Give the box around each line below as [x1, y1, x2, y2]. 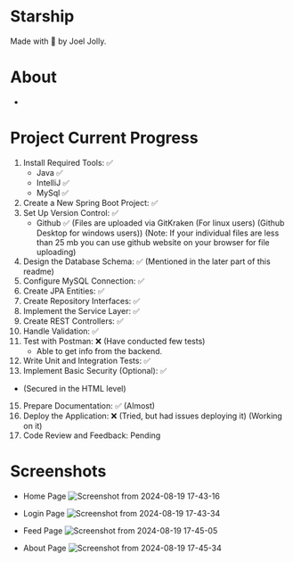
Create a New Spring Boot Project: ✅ [22, 197, 159, 208]
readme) [22, 266, 54, 277]
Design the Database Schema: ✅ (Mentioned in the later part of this [22, 256, 271, 267]
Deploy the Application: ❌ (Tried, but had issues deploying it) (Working [22, 410, 283, 421]
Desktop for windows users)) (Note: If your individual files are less [36, 227, 280, 238]
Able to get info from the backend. [36, 345, 163, 356]
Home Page [22, 491, 67, 501]
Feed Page [22, 525, 63, 536]
